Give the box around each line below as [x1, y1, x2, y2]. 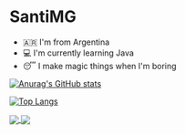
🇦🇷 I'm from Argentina [22, 36, 110, 47]
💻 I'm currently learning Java [22, 47, 135, 58]
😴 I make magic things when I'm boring [22, 60, 177, 71]
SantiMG [9, 6, 77, 27]
